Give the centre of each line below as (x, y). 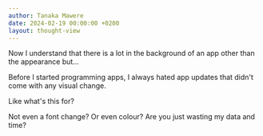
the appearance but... (44, 62)
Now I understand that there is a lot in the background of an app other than (131, 54)
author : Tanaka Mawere (46, 16)
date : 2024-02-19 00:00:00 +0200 (64, 23)
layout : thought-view (44, 30)
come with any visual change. (57, 86)
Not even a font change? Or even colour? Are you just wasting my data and (132, 117)
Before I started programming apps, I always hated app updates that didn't (131, 78)
